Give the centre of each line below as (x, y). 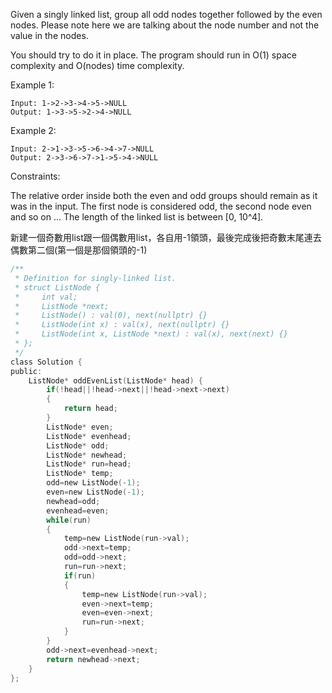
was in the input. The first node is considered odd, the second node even (161, 206)
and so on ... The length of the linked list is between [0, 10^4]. (137, 217)
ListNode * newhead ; (87, 455)
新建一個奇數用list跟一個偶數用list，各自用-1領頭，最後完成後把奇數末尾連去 (166, 237)
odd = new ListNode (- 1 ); (93, 483)
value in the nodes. (49, 35)
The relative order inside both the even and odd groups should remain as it (164, 195)
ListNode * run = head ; (89, 464)
